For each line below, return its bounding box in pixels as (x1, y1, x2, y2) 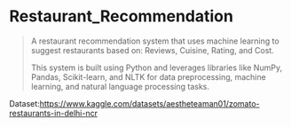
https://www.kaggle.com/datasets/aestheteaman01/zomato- (39, 98, 260, 108)
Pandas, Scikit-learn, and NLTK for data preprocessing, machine (30, 71, 266, 82)
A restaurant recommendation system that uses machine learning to (30, 36, 279, 46)
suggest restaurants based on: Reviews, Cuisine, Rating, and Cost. (30, 44, 275, 55)
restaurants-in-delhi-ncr (9, 107, 98, 118)
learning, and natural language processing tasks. (30, 81, 210, 91)
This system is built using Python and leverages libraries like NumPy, (30, 62, 282, 73)
